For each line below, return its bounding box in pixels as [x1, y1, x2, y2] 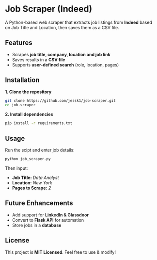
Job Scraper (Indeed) [5, 3, 93, 15]
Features [5, 39, 32, 47]
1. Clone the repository [5, 89, 52, 95]
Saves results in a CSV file [12, 57, 65, 63]
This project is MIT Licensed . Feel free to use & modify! [5, 249, 116, 255]
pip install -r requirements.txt [5, 121, 73, 126]
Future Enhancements [5, 199, 74, 207]
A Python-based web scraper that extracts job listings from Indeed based [5, 19, 153, 25]
